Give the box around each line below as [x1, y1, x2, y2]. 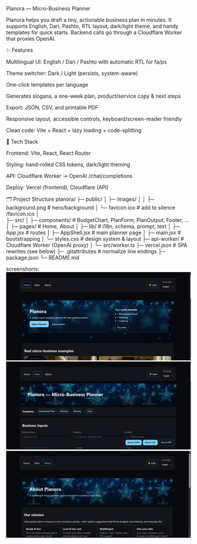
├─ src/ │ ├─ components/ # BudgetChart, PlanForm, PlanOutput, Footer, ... [6, 217, 189, 223]
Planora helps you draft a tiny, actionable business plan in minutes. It [6, 16, 172, 23]
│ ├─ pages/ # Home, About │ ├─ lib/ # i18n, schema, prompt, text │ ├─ [6, 223, 180, 230]
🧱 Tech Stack [6, 138, 38, 145]
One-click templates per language [6, 81, 89, 88]
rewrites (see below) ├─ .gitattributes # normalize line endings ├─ [6, 248, 166, 255]
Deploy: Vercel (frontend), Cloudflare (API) [6, 184, 109, 191]
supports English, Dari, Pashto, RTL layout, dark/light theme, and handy [6, 23, 179, 29]
